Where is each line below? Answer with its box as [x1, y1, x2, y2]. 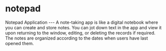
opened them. [5, 40, 34, 46]
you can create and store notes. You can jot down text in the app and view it [5, 24, 162, 30]
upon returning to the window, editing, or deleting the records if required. [5, 30, 156, 36]
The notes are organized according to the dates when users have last [5, 35, 148, 41]
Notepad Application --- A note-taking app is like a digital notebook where [5, 19, 158, 25]
